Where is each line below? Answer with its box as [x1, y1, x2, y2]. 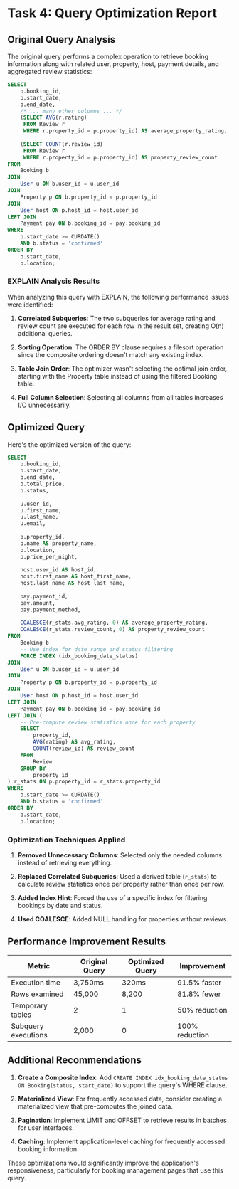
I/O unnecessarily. [17, 401, 71, 409]
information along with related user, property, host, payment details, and [7, 60, 219, 68]
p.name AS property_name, [20, 539, 97, 547]
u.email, [20, 520, 46, 527]
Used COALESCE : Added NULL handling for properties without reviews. [17, 914, 229, 923]
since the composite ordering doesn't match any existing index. [17, 350, 204, 359]
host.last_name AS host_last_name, [20, 580, 126, 587]
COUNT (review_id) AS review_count [33, 745, 135, 752]
